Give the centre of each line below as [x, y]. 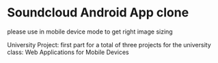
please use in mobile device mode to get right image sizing [90, 32]
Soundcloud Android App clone [98, 13]
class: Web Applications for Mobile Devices [68, 52]
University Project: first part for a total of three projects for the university [109, 45]
